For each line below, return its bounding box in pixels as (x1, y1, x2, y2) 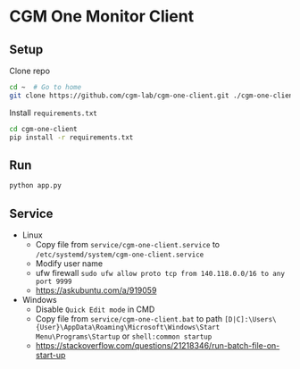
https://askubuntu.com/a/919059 (35, 285, 157, 296)
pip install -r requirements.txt (9, 132, 134, 142)
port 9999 (35, 277, 73, 286)
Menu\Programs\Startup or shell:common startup (35, 331, 212, 341)
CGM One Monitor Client (9, 6, 195, 27)
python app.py (9, 181, 62, 190)
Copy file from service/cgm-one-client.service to (35, 239, 221, 249)
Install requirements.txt (9, 107, 98, 118)
